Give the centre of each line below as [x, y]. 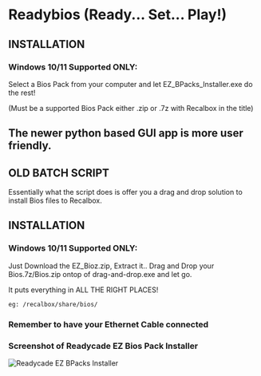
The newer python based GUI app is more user [126, 133]
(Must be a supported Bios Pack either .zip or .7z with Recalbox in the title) [131, 108]
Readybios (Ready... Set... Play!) [118, 15]
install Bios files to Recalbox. [55, 200]
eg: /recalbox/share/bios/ [53, 304]
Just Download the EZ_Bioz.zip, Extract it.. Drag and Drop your [111, 266]
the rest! [22, 93]
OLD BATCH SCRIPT [59, 173]
